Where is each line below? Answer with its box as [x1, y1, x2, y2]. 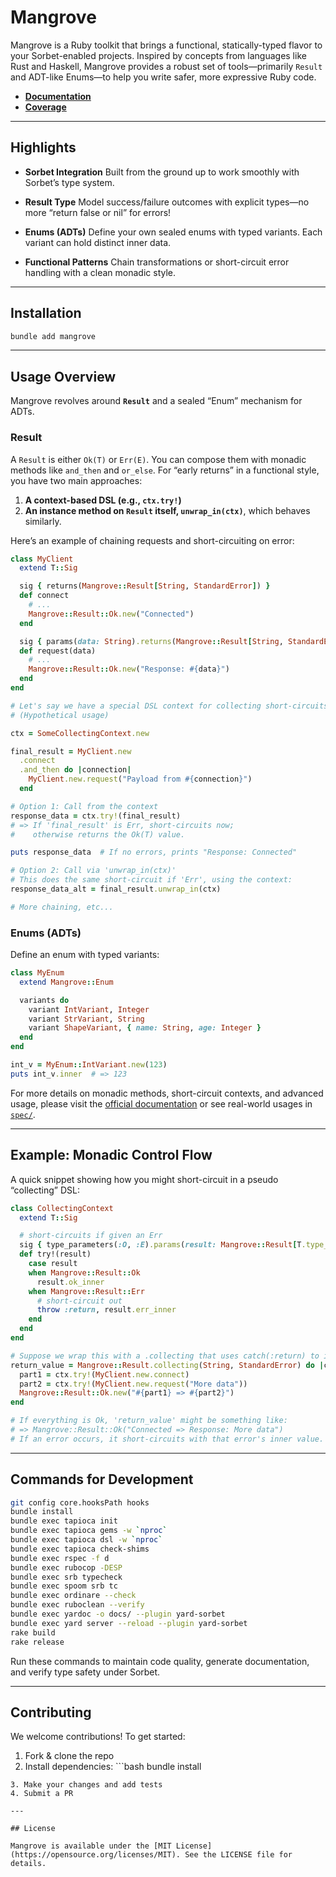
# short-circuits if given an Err [19, 1231, 163, 1241]
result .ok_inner [36, 1277, 105, 1287]
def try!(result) [19, 1249, 92, 1260]
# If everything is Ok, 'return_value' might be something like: [10, 1416, 288, 1426]
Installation [10, 305, 82, 322]
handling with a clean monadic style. [24, 266, 177, 278]
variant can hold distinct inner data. [24, 236, 172, 248]
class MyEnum [10, 968, 65, 978]
